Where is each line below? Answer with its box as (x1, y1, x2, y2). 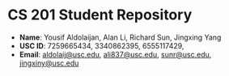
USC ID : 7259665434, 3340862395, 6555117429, (19, 40, 184, 50)
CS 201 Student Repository (7, 6, 193, 24)
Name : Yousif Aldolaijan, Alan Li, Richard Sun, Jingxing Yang (19, 32, 222, 42)
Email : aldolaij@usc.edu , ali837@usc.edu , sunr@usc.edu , (19, 49, 212, 59)
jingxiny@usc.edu (19, 58, 79, 68)
